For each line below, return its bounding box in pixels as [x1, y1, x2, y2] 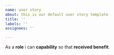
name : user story [5, 7, 41, 12]
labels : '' [5, 21, 28, 26]
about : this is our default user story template [5, 12, 108, 17]
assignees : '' [5, 26, 35, 31]
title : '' [5, 16, 26, 21]
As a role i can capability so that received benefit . [5, 44, 110, 50]
